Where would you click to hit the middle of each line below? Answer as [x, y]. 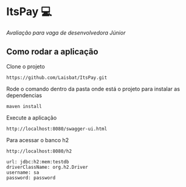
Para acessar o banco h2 [38, 140]
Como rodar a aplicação [52, 52]
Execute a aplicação [32, 117]
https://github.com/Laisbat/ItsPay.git [57, 77]
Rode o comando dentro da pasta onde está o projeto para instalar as [93, 89]
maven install [24, 106]
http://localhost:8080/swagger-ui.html [57, 129]
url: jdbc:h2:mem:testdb [38, 161]
